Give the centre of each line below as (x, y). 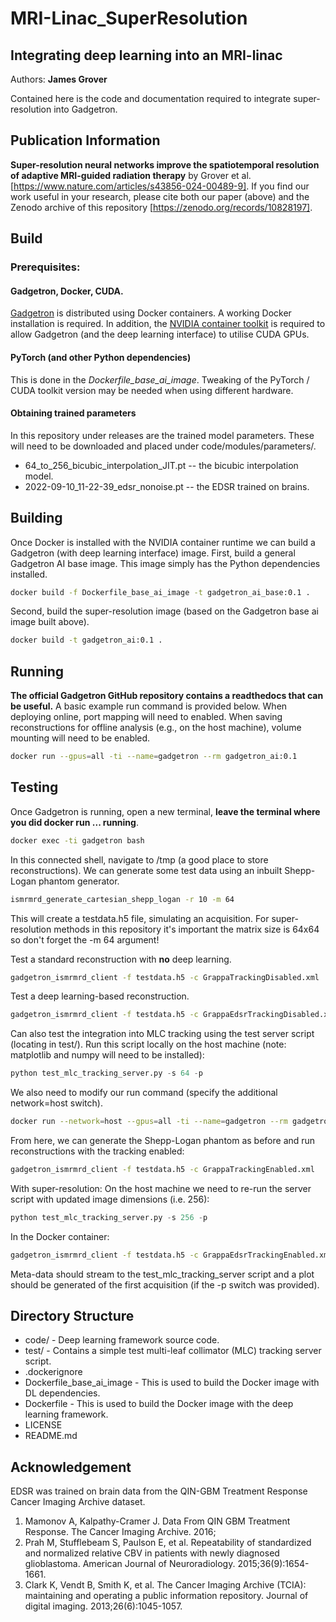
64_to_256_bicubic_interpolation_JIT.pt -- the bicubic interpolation (161, 465)
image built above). (50, 622)
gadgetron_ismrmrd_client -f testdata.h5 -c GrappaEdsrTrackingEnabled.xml (171, 1255)
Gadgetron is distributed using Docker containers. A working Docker (151, 313)
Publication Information (85, 140)
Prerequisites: (45, 267)
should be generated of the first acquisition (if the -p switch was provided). (165, 1284)
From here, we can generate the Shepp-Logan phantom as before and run (163, 1141)
